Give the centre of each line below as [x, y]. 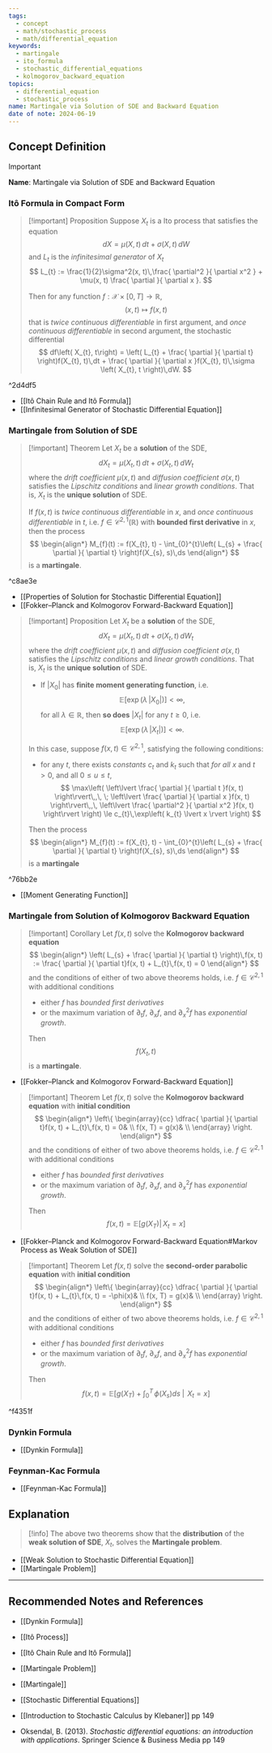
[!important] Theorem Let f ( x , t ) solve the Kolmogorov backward [136, 1097]
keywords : [25, 46]
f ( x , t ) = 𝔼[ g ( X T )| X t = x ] [146, 1225]
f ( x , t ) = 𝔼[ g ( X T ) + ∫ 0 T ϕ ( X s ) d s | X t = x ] [146, 1393]
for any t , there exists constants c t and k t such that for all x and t [148, 766]
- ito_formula [39, 62]
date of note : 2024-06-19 [52, 114]
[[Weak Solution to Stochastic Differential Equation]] [107, 1560]
